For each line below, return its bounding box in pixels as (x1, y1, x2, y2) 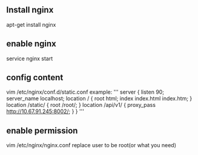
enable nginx (6, 39, 56, 49)
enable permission (6, 125, 78, 136)
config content (6, 72, 64, 83)
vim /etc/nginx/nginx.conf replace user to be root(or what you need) (6, 142, 177, 149)
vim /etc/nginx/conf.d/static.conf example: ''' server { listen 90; (6, 88, 165, 96)
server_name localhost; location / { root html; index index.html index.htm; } (6, 95, 193, 102)
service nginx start (6, 55, 53, 62)
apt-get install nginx (6, 21, 56, 28)
